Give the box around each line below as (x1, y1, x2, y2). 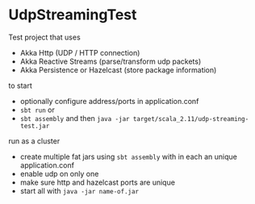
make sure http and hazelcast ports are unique (19, 177, 176, 187)
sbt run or (19, 105, 55, 114)
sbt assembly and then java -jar (19, 113, 130, 123)
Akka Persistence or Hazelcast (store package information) (19, 65, 217, 74)
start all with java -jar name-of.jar (19, 185, 140, 195)
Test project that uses (8, 32, 81, 42)
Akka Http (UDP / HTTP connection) (19, 48, 140, 57)
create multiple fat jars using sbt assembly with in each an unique (19, 152, 238, 161)
